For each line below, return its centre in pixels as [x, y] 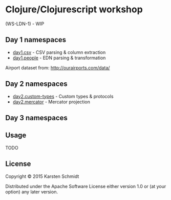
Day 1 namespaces [36, 40]
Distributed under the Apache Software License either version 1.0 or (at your [86, 186]
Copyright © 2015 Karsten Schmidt [42, 176]
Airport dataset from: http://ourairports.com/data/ [58, 67]
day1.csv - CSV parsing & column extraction [59, 52]
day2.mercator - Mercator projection [51, 102]
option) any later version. [31, 192]
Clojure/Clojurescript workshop [74, 10]
